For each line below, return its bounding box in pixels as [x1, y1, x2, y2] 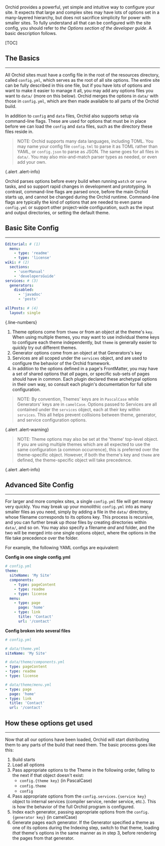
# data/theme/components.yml [5, 660, 65, 665]
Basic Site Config [5, 224, 59, 232]
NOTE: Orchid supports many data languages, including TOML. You [17, 138, 154, 144]
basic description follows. [5, 31, 57, 36]
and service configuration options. [17, 417, 87, 423]
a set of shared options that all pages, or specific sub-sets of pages [12, 371, 150, 377]
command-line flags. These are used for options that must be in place [5, 118, 146, 124]
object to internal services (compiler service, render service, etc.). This [12, 799, 156, 804]
